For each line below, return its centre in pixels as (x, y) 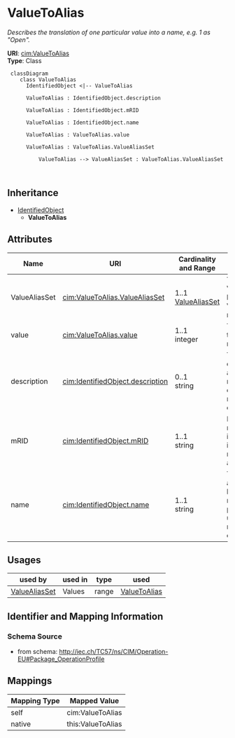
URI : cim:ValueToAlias (38, 53)
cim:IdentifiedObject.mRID (106, 440)
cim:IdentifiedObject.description (115, 381)
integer (186, 339)
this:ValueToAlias (94, 724)
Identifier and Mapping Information (85, 617)
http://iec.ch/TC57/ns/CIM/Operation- (114, 652)
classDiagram (29, 74)
